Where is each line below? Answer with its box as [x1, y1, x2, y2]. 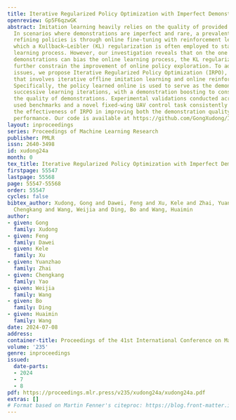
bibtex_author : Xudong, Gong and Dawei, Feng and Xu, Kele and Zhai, [7, 199, 216, 207]
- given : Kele [7, 245, 49, 253]
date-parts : [13, 363, 49, 370]
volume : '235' [7, 343, 49, 350]
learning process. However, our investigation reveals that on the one [13, 50, 228, 57]
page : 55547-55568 [7, 180, 61, 187]
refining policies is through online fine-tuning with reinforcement [13, 37, 221, 44]
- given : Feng [7, 232, 49, 239]
